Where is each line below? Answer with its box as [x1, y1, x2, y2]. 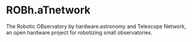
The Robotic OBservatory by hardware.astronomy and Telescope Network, [6, 23, 186, 30]
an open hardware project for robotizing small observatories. [6, 29, 153, 36]
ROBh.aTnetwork [6, 3, 91, 17]
